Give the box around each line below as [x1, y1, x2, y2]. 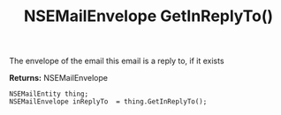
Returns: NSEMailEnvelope [9, 73, 109, 83]
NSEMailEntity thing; [9, 90, 89, 98]
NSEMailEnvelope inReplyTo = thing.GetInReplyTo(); [9, 97, 208, 106]
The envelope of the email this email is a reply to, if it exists [9, 55, 224, 67]
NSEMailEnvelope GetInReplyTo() [23, 6, 274, 26]
